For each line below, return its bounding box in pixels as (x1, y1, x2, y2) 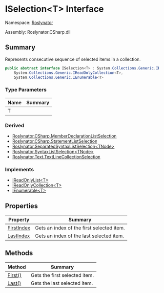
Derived (5, 122, 24, 129)
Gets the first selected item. (31, 271, 94, 278)
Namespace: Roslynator (5, 20, 54, 25)
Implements (5, 166, 34, 173)
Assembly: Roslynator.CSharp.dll (5, 29, 71, 35)
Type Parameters (5, 87, 47, 93)
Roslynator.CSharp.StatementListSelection (12, 138, 98, 144)
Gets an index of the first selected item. (35, 225, 125, 231)
